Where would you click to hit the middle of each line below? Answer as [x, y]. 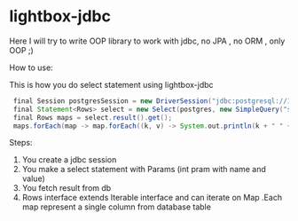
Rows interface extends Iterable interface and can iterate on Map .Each [152, 198]
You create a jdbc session [69, 160]
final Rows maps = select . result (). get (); [93, 117]
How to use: [31, 67]
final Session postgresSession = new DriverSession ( [113, 101]
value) [34, 178]
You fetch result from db [67, 188]
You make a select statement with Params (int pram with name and [144, 170]
